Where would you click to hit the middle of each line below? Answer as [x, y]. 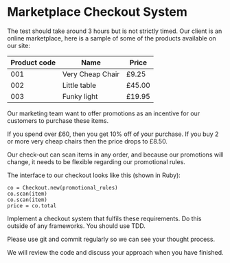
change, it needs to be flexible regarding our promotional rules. [96, 161]
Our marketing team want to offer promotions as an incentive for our [104, 113]
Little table [79, 85]
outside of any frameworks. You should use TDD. [77, 226]
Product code [33, 62]
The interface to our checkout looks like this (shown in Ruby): [94, 175]
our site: [19, 45]
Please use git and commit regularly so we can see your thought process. [111, 239]
